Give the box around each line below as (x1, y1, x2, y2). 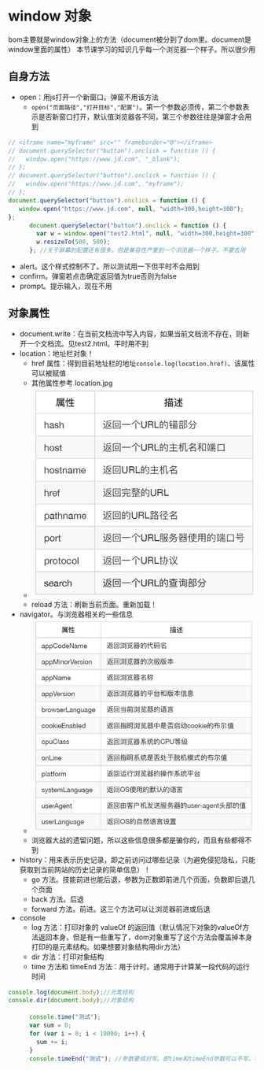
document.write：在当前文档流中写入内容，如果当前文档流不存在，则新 (19, 328, 250, 339)
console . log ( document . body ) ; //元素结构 (8, 988, 134, 996)
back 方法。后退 (31, 894, 84, 904)
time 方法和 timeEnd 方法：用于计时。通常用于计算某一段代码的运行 (31, 961, 250, 971)
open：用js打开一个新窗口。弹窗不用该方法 (19, 92, 159, 102)
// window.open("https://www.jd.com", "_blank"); (8, 155, 181, 163)
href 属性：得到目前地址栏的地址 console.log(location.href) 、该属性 (31, 358, 255, 368)
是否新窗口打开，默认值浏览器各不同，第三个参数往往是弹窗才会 (38, 112, 245, 121)
